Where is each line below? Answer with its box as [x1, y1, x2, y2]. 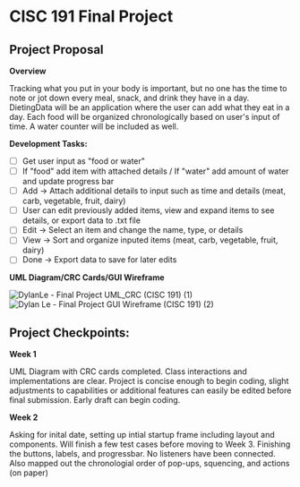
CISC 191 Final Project [9, 6, 174, 27]
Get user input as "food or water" [21, 156, 146, 167]
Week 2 [9, 412, 39, 423]
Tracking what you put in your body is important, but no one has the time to [9, 83, 287, 93]
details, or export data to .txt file [21, 215, 141, 226]
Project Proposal [9, 42, 105, 57]
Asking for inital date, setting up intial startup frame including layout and [9, 430, 275, 440]
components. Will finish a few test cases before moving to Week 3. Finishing [9, 439, 291, 449]
